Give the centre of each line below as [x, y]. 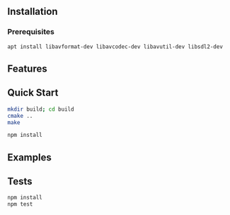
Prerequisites [31, 32]
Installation [33, 12]
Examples [29, 157]
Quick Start [33, 93]
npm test [20, 204]
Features [27, 68]
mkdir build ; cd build [41, 109]
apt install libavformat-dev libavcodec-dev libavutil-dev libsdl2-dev [115, 46]
